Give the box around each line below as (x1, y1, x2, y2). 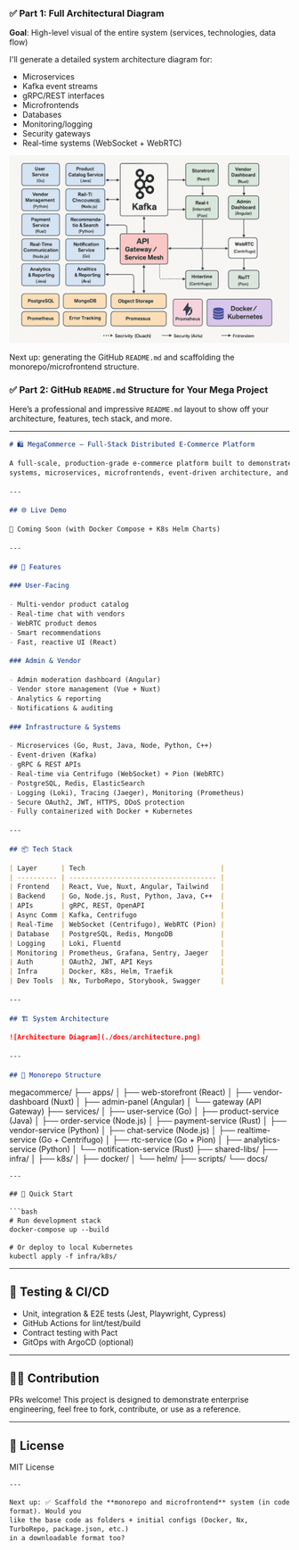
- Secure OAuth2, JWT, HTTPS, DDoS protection (9, 798, 185, 807)
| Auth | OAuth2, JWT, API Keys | (9, 957, 225, 966)
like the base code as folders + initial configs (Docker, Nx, (9, 1516, 249, 1525)
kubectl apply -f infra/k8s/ (9, 1252, 117, 1261)
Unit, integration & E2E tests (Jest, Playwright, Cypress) (21, 1308, 227, 1319)
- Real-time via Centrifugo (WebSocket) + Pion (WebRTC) (9, 769, 225, 778)
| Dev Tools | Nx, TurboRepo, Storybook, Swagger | (9, 976, 225, 986)
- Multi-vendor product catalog (9, 601, 129, 609)
